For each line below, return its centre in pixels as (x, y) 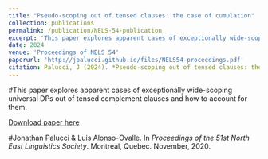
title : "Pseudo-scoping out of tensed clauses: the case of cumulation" (132, 16)
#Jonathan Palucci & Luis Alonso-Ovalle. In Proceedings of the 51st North (129, 138)
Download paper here (44, 122)
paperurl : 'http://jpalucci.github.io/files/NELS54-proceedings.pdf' (126, 60)
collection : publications (51, 23)
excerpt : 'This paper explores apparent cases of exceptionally (117, 38)
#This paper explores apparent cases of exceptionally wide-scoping (120, 90)
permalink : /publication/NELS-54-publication (85, 30)
